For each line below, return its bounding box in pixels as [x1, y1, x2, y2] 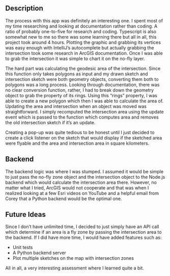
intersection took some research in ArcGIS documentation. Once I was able [5, 50, 163, 56]
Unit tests [12, 244, 33, 251]
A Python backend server [12, 250, 66, 256]
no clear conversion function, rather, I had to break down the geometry [5, 87, 154, 93]
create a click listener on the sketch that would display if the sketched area [5, 134, 162, 141]
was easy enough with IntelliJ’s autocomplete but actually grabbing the [5, 44, 154, 50]
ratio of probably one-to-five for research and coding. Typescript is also [5, 28, 157, 35]
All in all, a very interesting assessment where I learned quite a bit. [5, 265, 144, 271]
